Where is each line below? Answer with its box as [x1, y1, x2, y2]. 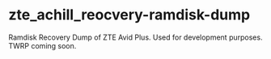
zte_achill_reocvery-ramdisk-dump [8, 6, 251, 24]
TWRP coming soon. [8, 40, 77, 50]
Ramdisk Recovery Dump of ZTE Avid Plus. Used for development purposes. [8, 32, 263, 42]
